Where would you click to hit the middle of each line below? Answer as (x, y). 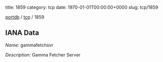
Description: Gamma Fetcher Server (43, 54)
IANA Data (22, 33)
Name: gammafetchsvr (29, 45)
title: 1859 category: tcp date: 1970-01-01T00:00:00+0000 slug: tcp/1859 (82, 7)
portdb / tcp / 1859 (25, 17)
